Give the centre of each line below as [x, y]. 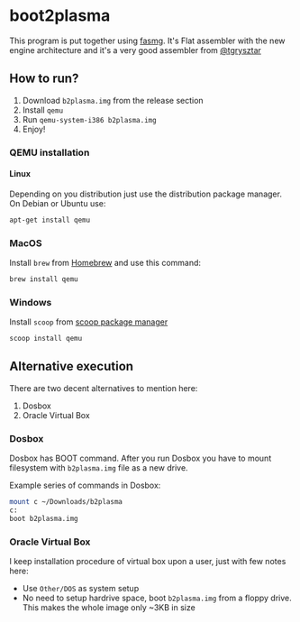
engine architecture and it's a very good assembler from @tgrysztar [135, 50]
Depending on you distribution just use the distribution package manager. [145, 194]
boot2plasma [60, 16]
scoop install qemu [46, 339]
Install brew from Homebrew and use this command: [105, 263]
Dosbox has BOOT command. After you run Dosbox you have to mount [141, 458]
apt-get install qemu [50, 220]
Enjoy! [34, 129]
